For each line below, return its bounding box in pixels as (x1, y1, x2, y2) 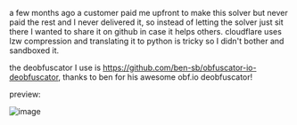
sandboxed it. (9, 45, 60, 56)
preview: (9, 89, 42, 99)
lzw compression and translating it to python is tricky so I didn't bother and (9, 35, 285, 46)
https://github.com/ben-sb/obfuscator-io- (102, 62, 257, 73)
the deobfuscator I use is (9, 62, 101, 73)
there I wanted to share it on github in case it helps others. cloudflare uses (9, 27, 283, 36)
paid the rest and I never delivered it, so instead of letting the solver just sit (9, 17, 284, 27)
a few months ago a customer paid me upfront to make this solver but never (9, 8, 288, 18)
